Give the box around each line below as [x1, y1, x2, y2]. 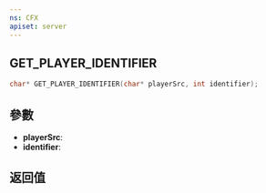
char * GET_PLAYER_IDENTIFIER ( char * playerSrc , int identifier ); [9, 79, 259, 89]
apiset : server [9, 22, 67, 31]
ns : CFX [9, 13, 39, 23]
